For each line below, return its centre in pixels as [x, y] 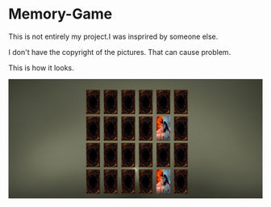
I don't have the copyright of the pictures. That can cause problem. [120, 52]
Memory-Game [60, 14]
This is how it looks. [41, 68]
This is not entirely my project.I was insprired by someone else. [113, 36]
